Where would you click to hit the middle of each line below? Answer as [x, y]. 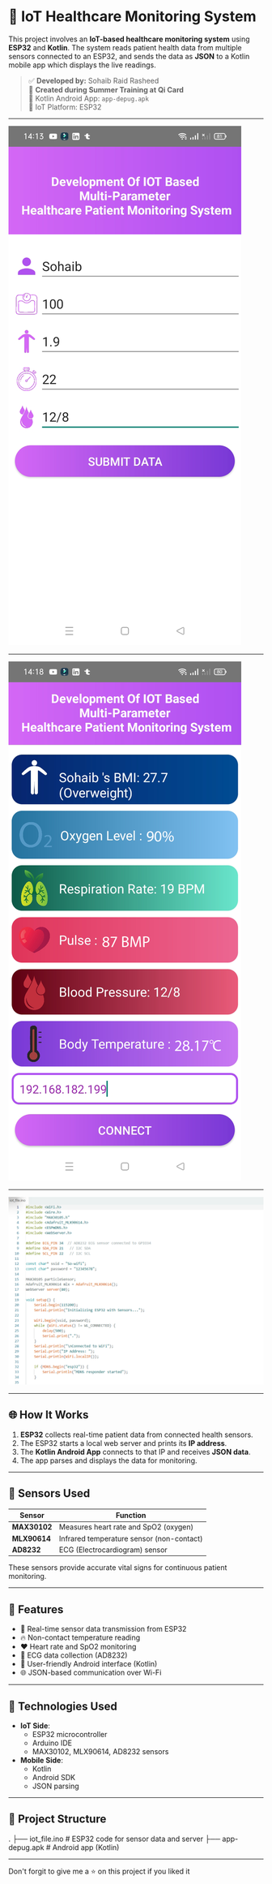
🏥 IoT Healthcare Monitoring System [132, 17]
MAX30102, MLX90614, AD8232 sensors [100, 1752]
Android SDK [53, 1778]
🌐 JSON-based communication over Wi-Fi [91, 1673]
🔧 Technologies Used [63, 1706]
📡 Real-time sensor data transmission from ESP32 [103, 1629]
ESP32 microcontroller [70, 1735]
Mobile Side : [41, 1761]
